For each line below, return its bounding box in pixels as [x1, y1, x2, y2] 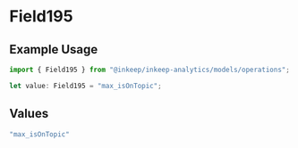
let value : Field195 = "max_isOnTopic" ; [9, 81, 163, 90]
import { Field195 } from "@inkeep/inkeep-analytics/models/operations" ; [9, 65, 291, 74]
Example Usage [9, 42, 98, 57]
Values [9, 106, 49, 121]
